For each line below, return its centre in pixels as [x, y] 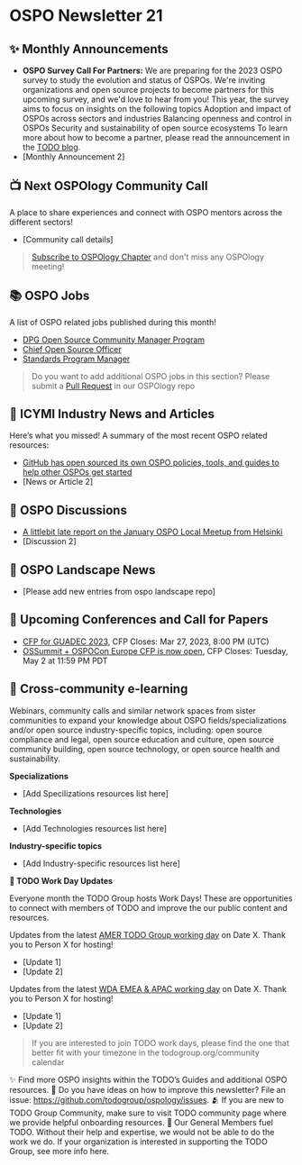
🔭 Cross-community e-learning [99, 689]
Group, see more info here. [59, 1151]
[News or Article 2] [57, 482]
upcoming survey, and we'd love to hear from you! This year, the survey [156, 99]
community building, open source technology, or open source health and [145, 749]
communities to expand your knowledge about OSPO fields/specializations [148, 720]
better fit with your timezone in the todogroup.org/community [145, 1052]
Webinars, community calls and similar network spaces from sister [133, 710]
